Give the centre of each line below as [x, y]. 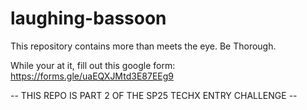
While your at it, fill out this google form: [93, 65]
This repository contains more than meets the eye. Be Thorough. [143, 46]
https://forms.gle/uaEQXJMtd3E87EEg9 [92, 76]
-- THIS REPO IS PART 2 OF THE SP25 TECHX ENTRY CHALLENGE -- [154, 95]
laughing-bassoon [88, 18]
